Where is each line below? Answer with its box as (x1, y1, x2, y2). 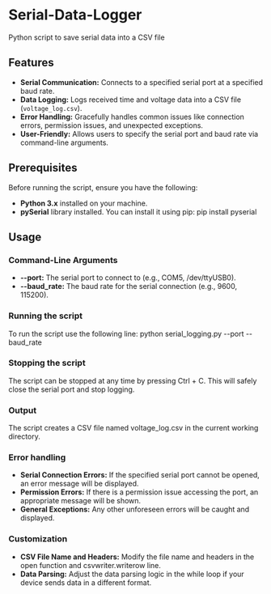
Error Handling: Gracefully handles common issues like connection (19, 112, 245, 121)
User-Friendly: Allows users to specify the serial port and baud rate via (19, 129, 259, 138)
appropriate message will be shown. (19, 496, 142, 506)
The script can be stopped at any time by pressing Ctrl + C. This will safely (8, 375, 257, 385)
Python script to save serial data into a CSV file (8, 32, 165, 42)
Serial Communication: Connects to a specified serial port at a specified (19, 77, 264, 87)
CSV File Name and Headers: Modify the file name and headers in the (19, 552, 255, 562)
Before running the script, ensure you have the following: (8, 182, 198, 192)
